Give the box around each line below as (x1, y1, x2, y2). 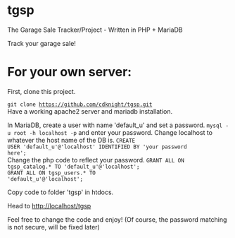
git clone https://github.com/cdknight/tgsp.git (7, 101, 153, 108)
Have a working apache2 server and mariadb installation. (7, 107, 173, 115)
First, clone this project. (7, 87, 76, 95)
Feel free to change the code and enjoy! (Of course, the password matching (7, 215, 227, 224)
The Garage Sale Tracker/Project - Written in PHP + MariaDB (7, 25, 183, 34)
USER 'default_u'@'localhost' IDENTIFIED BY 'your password (7, 143, 188, 150)
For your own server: (7, 64, 132, 80)
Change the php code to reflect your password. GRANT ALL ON (7, 155, 184, 164)
